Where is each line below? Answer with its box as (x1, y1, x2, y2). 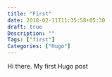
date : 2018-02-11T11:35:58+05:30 (7, 17, 106, 24)
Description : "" (7, 29, 55, 37)
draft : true (7, 23, 42, 30)
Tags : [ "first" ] (7, 36, 55, 43)
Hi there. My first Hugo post (7, 62, 88, 70)
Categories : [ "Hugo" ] (7, 43, 71, 50)
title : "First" (7, 10, 52, 17)
